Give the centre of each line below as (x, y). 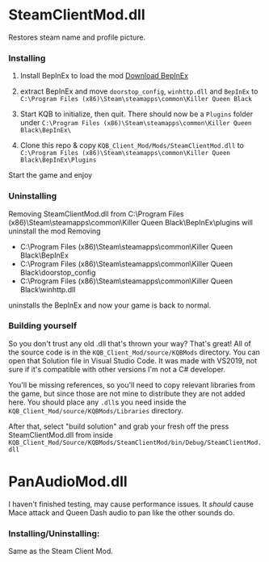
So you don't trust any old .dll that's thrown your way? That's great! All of (130, 343)
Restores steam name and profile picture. (77, 37)
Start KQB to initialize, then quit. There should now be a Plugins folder (136, 114)
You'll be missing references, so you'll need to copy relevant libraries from (132, 384)
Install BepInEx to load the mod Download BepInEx (104, 76)
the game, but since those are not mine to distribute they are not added (127, 393)
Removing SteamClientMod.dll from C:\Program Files (96, 214)
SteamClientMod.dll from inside (61, 434)
